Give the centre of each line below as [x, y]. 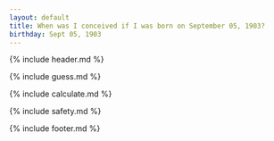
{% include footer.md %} [55, 129]
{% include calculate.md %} [61, 94]
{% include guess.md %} [55, 77]
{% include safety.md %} [55, 112]
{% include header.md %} [57, 60]
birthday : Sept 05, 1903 [55, 34]
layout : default [39, 17]
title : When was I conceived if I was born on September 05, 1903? [137, 26]
